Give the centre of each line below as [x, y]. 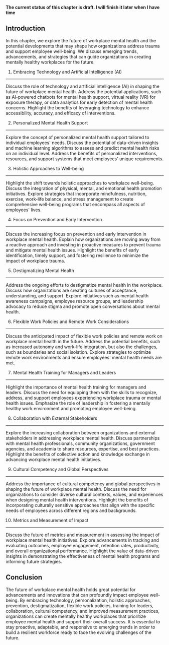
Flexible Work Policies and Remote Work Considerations [71, 321]
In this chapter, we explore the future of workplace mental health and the [81, 40]
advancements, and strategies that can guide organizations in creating [79, 56]
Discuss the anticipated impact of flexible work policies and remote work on [84, 336]
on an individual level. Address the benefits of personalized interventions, [81, 153]
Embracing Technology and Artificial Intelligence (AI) [67, 72]
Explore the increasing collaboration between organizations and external [81, 432]
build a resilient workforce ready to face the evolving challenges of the [79, 632]
